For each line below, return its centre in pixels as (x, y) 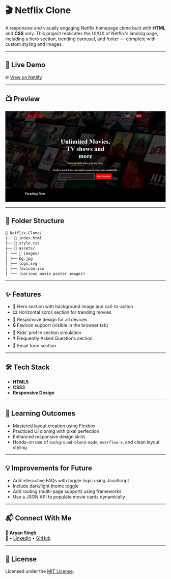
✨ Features (23, 294)
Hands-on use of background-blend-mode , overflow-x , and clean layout (86, 442)
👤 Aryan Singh (21, 533)
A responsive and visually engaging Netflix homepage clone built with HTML (85, 28)
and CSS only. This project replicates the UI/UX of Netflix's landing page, (82, 33)
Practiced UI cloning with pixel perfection (56, 431)
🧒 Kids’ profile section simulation (47, 333)
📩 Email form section (34, 346)
